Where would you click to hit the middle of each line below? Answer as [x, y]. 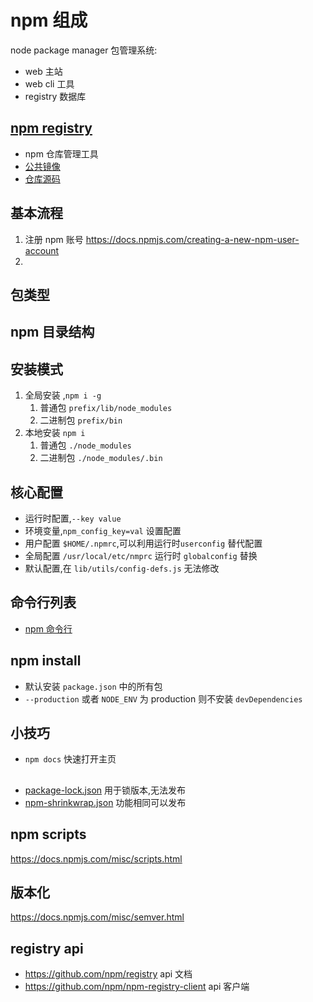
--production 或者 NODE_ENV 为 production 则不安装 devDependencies [163, 698]
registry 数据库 [55, 96]
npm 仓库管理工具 [61, 153]
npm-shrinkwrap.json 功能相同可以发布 [105, 802]
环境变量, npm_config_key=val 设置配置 [103, 530]
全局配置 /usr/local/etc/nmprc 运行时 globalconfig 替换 [141, 555]
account [42, 250]
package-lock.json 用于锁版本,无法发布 [105, 790]
